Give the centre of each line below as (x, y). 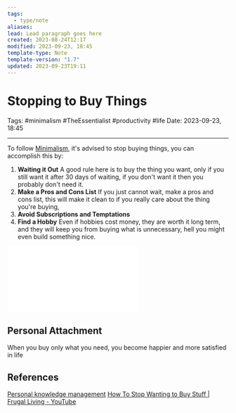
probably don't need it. (51, 184)
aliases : (20, 27)
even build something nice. (57, 236)
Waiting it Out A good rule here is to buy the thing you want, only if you (121, 169)
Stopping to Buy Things (77, 101)
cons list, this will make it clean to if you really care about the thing (114, 199)
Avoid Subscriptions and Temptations (74, 214)
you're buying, (38, 206)
